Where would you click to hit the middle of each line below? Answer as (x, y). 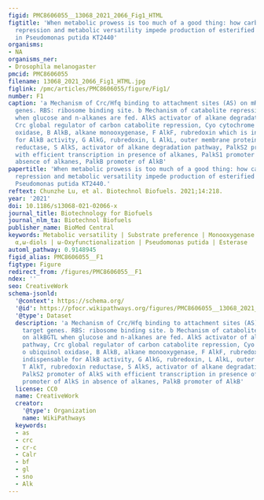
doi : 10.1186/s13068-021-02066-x (63, 206)
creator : (29, 404)
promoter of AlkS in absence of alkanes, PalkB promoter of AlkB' (133, 381)
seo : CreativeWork (38, 287)
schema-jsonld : (33, 294)
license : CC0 (37, 389)
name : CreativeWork (47, 396)
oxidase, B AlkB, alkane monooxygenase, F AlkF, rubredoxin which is (131, 132)
